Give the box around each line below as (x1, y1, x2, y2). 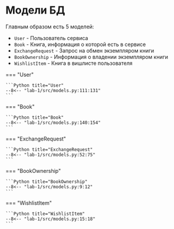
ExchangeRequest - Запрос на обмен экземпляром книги (14, 47, 155, 54)
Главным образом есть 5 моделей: (5, 23, 94, 30)
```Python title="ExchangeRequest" (5, 146, 93, 152)
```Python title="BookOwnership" (5, 178, 88, 185)
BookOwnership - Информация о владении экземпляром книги (14, 53, 169, 60)
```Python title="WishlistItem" (5, 211, 85, 217)
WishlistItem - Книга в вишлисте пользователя (14, 60, 133, 67)
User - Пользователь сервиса (14, 34, 88, 41)
